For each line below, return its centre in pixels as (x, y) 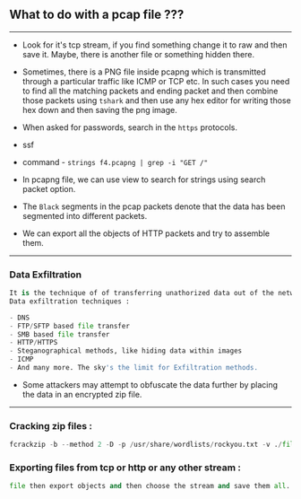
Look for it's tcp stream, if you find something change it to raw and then (155, 45)
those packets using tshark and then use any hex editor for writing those (156, 100)
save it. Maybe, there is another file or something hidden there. (138, 54)
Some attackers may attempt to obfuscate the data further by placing (150, 384)
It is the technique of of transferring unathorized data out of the (142, 293)
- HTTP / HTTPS (34, 343)
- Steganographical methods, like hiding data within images (126, 351)
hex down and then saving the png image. (99, 109)
